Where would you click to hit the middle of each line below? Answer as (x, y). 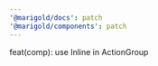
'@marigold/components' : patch (68, 26)
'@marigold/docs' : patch (56, 18)
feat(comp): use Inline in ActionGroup (79, 52)
